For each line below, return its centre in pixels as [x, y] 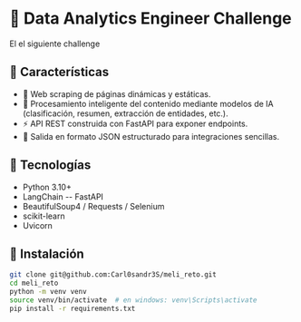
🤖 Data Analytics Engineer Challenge [150, 19]
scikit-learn [44, 216]
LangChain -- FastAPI [63, 196]
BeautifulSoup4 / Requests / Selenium [93, 206]
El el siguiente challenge [55, 44]
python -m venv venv [49, 292]
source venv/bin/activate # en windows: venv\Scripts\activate [133, 300]
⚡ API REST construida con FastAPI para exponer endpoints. [135, 123]
